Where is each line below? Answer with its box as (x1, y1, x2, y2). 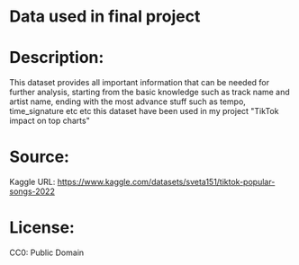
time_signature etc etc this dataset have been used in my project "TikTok (9, 106, 279, 117)
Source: (9, 146, 70, 167)
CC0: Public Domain (9, 247, 85, 258)
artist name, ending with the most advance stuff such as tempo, (9, 96, 246, 107)
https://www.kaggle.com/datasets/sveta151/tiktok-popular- (57, 177, 276, 188)
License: (9, 217, 75, 238)
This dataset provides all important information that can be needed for (9, 77, 270, 88)
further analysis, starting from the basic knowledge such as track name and (9, 87, 290, 98)
